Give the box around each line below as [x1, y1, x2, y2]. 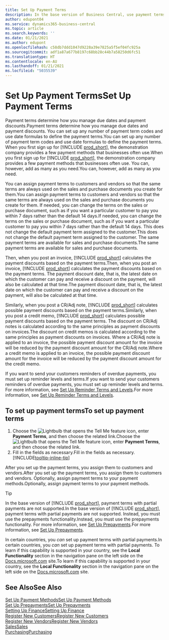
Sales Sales [5, 623, 28, 629]
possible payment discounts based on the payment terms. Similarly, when [5, 307, 157, 313]
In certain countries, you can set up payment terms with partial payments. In [5, 536, 162, 542]
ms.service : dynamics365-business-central [5, 21, 96, 27]
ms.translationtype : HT [5, 54, 55, 59]
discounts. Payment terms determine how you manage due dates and [5, 122, 148, 129]
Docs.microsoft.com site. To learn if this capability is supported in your [5, 558, 150, 564]
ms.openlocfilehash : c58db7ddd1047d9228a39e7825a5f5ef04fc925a [5, 45, 141, 50]
